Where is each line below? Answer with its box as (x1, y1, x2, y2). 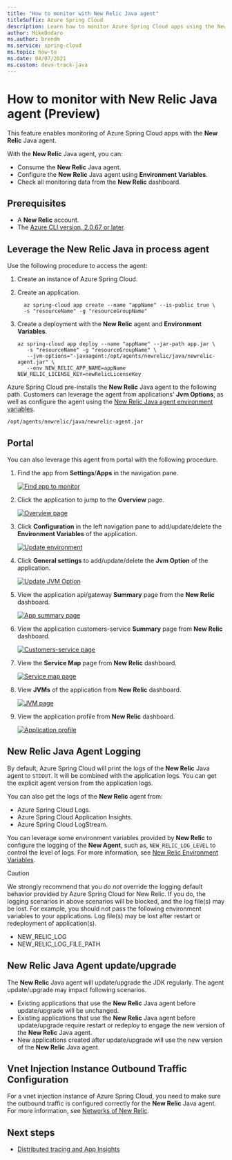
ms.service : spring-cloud (7, 42, 81, 49)
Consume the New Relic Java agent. (17, 163, 122, 171)
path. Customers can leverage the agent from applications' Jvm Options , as (7, 390, 224, 399)
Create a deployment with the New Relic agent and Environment (17, 320, 202, 328)
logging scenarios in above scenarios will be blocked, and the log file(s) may (7, 897, 225, 905)
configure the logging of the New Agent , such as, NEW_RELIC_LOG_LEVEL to (7, 841, 216, 849)
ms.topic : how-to (7, 49, 57, 56)
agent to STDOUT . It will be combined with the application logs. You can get (7, 771, 217, 779)
